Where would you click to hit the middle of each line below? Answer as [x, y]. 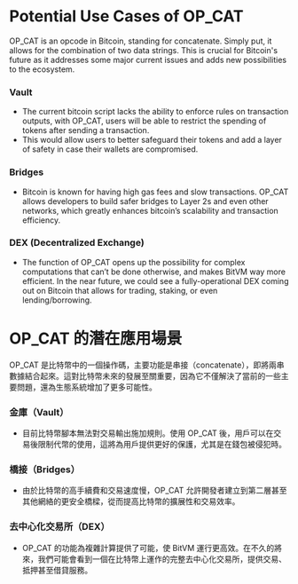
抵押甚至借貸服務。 [57, 570]
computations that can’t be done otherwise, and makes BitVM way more [154, 272]
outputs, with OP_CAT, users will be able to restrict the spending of [144, 121]
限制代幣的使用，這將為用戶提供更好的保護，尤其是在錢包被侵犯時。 [162, 445]
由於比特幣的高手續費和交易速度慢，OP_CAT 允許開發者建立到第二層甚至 [154, 491]
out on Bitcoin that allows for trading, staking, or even [120, 290]
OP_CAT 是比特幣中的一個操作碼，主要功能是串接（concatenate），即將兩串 [147, 365]
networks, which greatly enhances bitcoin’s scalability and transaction [150, 210]
